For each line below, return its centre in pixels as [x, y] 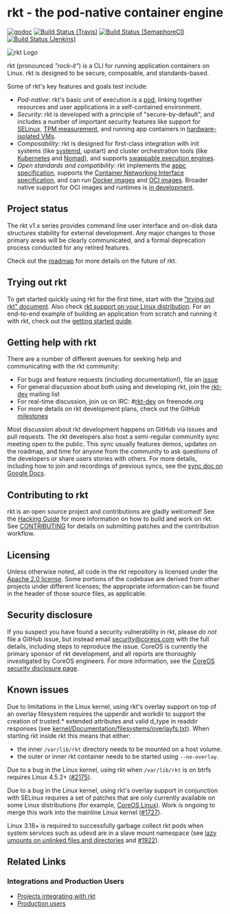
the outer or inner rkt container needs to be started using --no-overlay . [118, 756]
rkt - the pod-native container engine [115, 13]
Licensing [28, 555]
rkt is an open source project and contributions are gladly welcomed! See [111, 512]
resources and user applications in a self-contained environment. [109, 107]
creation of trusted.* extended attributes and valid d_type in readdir [103, 721]
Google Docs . [26, 473]
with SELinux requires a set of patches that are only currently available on [111, 797]
